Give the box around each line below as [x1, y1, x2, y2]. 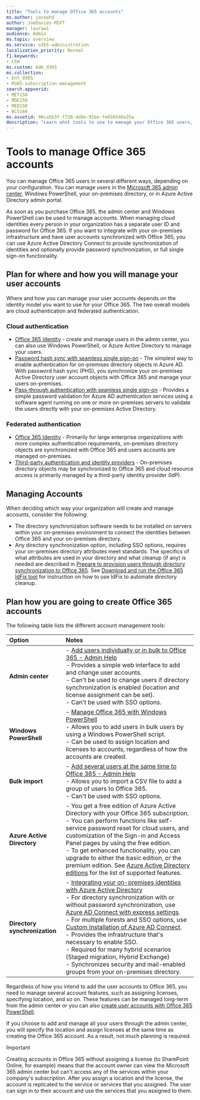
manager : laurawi [6, 25, 49, 32]
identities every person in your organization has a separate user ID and [6, 221, 180, 228]
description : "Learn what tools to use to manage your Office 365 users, [6, 120, 193, 126]
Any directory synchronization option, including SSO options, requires [14, 541, 186, 549]
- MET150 [6, 92, 28, 98]
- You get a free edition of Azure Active [65, 802, 176, 810]
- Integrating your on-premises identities [65, 878, 182, 887]
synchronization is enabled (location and [65, 683, 180, 691]
